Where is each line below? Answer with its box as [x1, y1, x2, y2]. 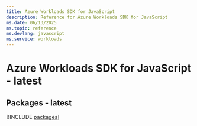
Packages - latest [6, 98, 72, 108]
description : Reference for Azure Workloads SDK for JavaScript [6, 14, 168, 20]
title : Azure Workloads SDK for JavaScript [6, 8, 115, 15]
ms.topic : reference [6, 25, 57, 31]
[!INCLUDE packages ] [6, 114, 60, 120]
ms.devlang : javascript [6, 31, 65, 37]
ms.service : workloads [6, 36, 62, 42]
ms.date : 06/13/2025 [6, 20, 57, 25]
